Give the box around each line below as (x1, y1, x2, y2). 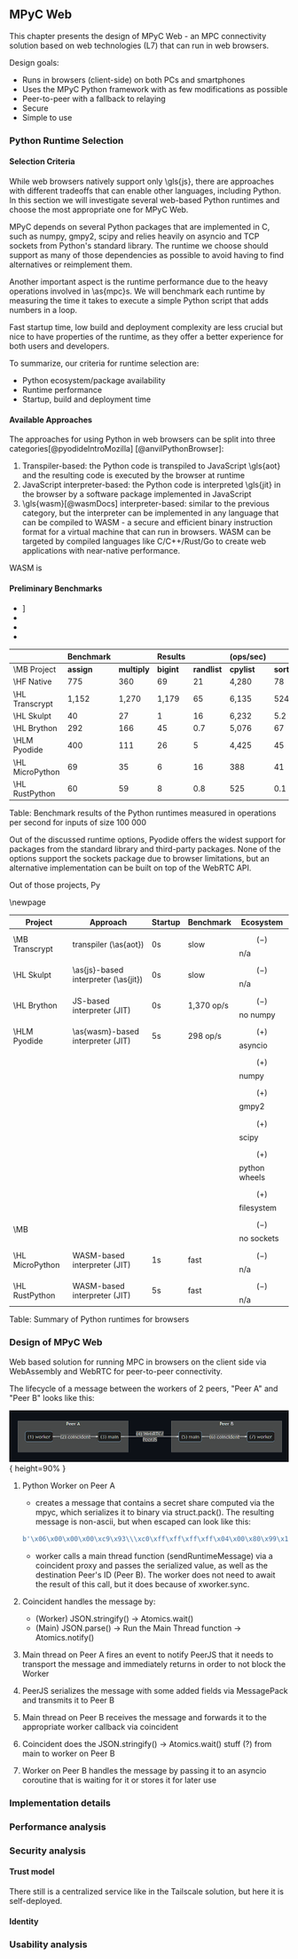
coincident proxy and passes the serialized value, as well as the (35, 1561, 269, 1571)
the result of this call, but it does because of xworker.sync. (35, 1579, 250, 1590)
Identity (9, 1916, 39, 1926)
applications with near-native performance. (21, 546, 181, 556)
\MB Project (12, 665, 57, 675)
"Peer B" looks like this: (9, 1392, 95, 1403)
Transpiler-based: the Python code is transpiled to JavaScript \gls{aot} (21, 460, 281, 471)
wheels (239, 1171, 266, 1183)
